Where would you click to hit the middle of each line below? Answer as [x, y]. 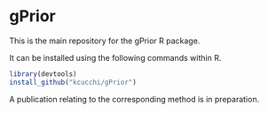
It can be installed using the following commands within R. [115, 57]
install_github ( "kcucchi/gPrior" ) [73, 82]
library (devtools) [43, 74]
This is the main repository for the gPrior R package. [105, 41]
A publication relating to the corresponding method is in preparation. [134, 99]
